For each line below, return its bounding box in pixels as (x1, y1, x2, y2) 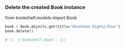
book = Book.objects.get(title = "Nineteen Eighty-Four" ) (5, 24, 121, 29)
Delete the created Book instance (5, 4, 86, 11)
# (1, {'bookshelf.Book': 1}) (5, 38, 67, 43)
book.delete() (5, 29, 34, 34)
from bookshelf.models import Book (5, 15, 77, 21)
